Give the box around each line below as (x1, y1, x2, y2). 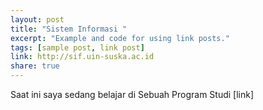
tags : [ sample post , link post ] (10, 42, 145, 53)
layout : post (10, 14, 65, 25)
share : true (10, 61, 60, 71)
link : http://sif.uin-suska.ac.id (10, 52, 155, 62)
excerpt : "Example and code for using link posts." (10, 33, 230, 43)
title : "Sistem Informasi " (10, 24, 128, 34)
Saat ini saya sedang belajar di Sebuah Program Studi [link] (10, 89, 255, 100)
